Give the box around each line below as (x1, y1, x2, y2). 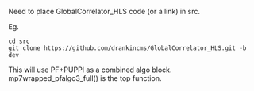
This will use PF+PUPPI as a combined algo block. (8, 65, 172, 74)
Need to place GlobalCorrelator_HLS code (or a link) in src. (8, 7, 201, 16)
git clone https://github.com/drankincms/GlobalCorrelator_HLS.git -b (8, 44, 247, 52)
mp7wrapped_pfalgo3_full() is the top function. (8, 74, 162, 82)
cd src (8, 37, 30, 45)
